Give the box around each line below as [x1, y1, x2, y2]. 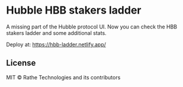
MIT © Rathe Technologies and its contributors [6, 73, 121, 80]
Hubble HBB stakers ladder [6, 4, 142, 17]
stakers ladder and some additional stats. [6, 29, 107, 36]
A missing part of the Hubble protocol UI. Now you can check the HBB [6, 23, 178, 30]
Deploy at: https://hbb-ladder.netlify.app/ [6, 41, 107, 48]
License [6, 58, 36, 68]
